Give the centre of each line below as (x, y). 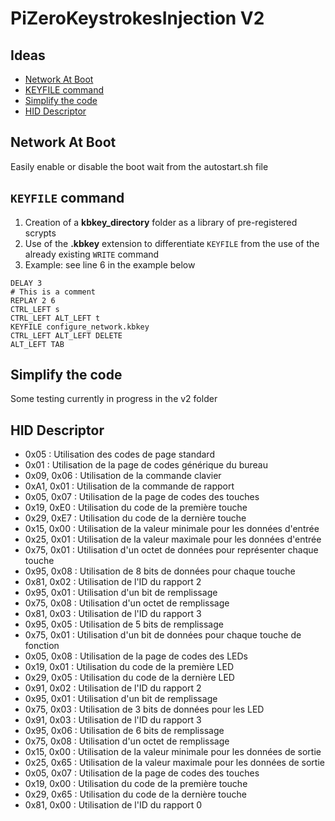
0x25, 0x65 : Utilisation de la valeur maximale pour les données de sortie (174, 763)
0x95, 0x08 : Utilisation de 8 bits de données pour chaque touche (160, 571)
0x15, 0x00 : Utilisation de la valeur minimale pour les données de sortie (173, 752)
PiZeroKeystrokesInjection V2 (137, 18)
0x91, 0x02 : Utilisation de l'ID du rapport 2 (113, 688)
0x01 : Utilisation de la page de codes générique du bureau (146, 465)
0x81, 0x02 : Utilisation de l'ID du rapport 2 (113, 582)
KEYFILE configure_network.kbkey (80, 327)
